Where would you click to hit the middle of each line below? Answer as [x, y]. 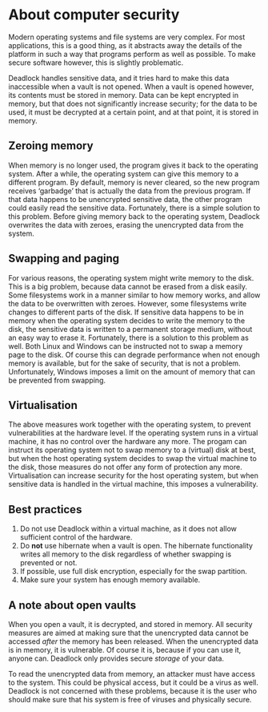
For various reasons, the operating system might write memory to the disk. [131, 277]
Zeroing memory [51, 146]
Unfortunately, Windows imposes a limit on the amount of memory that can [132, 371]
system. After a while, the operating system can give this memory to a [124, 173]
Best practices [45, 510]
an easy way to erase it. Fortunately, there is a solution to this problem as [129, 338]
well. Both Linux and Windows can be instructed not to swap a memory [126, 346]
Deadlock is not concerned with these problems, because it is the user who [133, 691]
